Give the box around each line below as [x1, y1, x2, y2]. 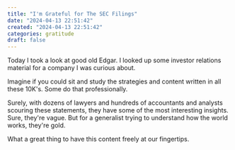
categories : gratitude [7, 30, 74, 37]
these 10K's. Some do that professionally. [7, 85, 128, 93]
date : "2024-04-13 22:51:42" [7, 17, 93, 24]
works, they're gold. [7, 121, 66, 129]
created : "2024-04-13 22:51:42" [7, 23, 103, 30]
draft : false [7, 37, 46, 44]
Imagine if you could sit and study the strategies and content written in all [7, 77, 222, 86]
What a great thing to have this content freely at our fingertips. [7, 135, 190, 144]
